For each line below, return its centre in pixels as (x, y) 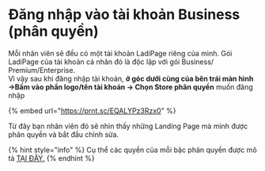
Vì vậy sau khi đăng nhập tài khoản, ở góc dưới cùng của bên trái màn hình (131, 78)
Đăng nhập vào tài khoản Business (124, 15)
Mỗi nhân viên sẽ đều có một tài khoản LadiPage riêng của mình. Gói (120, 53)
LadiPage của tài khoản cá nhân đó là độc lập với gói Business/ (111, 62)
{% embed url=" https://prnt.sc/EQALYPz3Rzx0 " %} (92, 110)
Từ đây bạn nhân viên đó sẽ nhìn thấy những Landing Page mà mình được (128, 126)
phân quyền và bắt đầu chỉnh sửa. (64, 134)
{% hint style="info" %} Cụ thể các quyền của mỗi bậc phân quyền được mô (132, 150)
